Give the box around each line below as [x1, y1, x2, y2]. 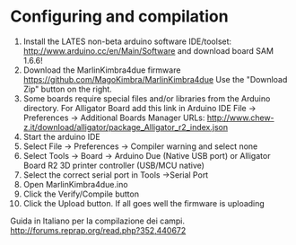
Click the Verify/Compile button [22, 188, 140, 199]
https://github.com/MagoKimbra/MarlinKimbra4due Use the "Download [22, 74, 288, 84]
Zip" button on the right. [22, 83, 113, 94]
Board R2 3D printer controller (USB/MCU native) [22, 160, 205, 171]
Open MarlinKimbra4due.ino [22, 179, 128, 189]
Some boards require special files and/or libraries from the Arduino [22, 92, 271, 104]
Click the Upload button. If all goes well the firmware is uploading [22, 197, 266, 208]
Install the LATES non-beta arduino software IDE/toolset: [22, 36, 232, 47]
